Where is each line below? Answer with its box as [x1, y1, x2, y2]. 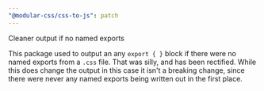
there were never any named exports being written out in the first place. [8, 74, 243, 83]
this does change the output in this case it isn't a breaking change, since [8, 65, 245, 75]
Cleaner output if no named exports [8, 33, 125, 43]
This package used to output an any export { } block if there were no [8, 48, 236, 58]
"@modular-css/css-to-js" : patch [8, 11, 119, 20]
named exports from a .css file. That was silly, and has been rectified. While [8, 57, 256, 66]
